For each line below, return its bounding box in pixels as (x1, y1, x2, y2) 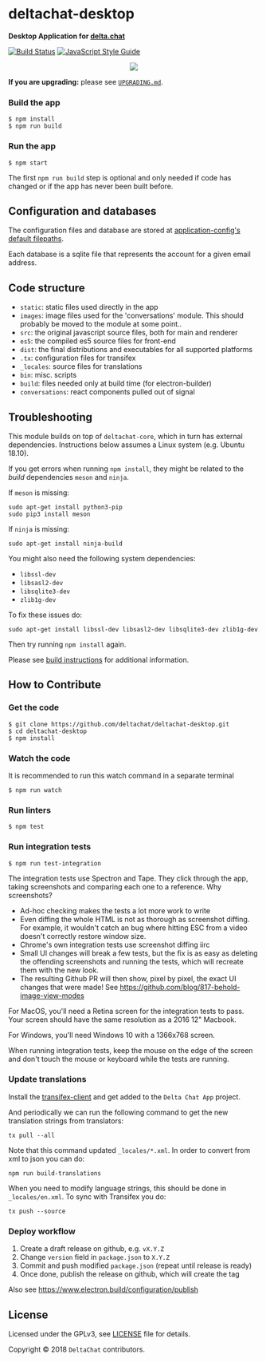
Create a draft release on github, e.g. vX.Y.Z (19, 1244, 165, 1253)
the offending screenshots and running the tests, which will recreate (19, 956, 244, 966)
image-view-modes (19, 991, 85, 1000)
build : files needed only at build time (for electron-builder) (19, 378, 213, 388)
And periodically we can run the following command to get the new (8, 1107, 229, 1117)
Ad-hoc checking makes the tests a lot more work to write (19, 905, 211, 915)
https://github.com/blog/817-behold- (119, 982, 241, 992)
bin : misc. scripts (19, 370, 77, 380)
